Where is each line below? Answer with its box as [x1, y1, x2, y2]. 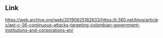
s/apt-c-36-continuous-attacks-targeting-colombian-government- [5, 22, 140, 28]
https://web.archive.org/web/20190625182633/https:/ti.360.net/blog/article [5, 17, 159, 22]
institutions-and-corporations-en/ [5, 27, 74, 33]
